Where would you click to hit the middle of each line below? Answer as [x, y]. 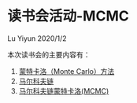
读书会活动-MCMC [68, 16]
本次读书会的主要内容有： [49, 54]
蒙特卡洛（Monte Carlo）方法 [67, 71]
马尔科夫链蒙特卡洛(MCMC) [64, 90]
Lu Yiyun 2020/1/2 [37, 38]
